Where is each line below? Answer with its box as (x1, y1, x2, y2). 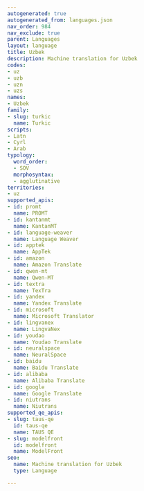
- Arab (7, 145, 26, 152)
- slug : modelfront (7, 435, 64, 442)
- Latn (7, 132, 26, 139)
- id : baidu (7, 358, 42, 365)
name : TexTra (13, 287, 51, 294)
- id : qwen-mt (7, 267, 48, 274)
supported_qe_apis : (7, 409, 64, 416)
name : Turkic (13, 119, 51, 127)
